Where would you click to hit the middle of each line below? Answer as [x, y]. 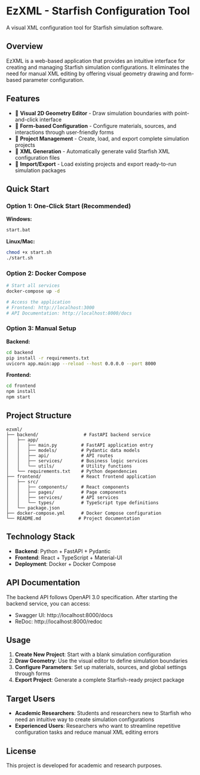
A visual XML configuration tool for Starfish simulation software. [85, 28]
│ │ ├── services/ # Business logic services [77, 461]
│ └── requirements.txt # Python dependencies [72, 471]
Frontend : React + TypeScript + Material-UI [68, 557]
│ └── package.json [33, 508]
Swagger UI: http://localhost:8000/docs [64, 615]
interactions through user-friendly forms [64, 132]
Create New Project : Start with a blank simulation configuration [93, 655]
